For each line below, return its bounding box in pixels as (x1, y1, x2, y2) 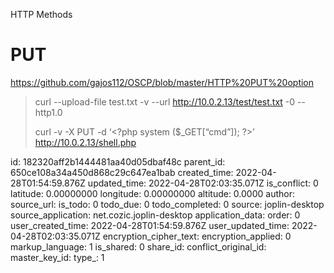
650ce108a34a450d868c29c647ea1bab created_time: (10, 166, 234, 178)
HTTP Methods (10, 9, 73, 20)
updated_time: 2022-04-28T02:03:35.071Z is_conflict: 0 (87, 177, 319, 189)
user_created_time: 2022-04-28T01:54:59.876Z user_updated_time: (10, 219, 290, 231)
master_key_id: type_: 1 (10, 251, 105, 263)
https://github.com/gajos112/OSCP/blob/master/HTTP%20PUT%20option (10, 76, 315, 88)
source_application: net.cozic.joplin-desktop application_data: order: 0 (10, 209, 301, 221)
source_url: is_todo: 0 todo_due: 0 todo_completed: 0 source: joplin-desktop (10, 198, 325, 210)
